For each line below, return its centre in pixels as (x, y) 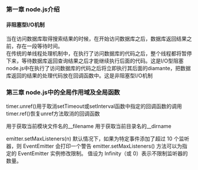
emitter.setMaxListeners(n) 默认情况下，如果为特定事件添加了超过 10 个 (93, 139)
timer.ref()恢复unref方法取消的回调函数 (53, 114)
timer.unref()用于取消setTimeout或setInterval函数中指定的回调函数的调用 (94, 106)
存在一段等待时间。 (39, 46)
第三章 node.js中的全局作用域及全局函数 (63, 93)
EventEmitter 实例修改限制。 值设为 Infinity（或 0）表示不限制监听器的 (103, 153)
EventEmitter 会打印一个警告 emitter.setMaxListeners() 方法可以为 (103, 146)
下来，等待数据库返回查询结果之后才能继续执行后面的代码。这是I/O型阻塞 (95, 61)
